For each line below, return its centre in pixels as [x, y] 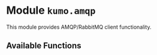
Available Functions [44, 46]
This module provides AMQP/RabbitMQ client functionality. [79, 27]
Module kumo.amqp [51, 10]
